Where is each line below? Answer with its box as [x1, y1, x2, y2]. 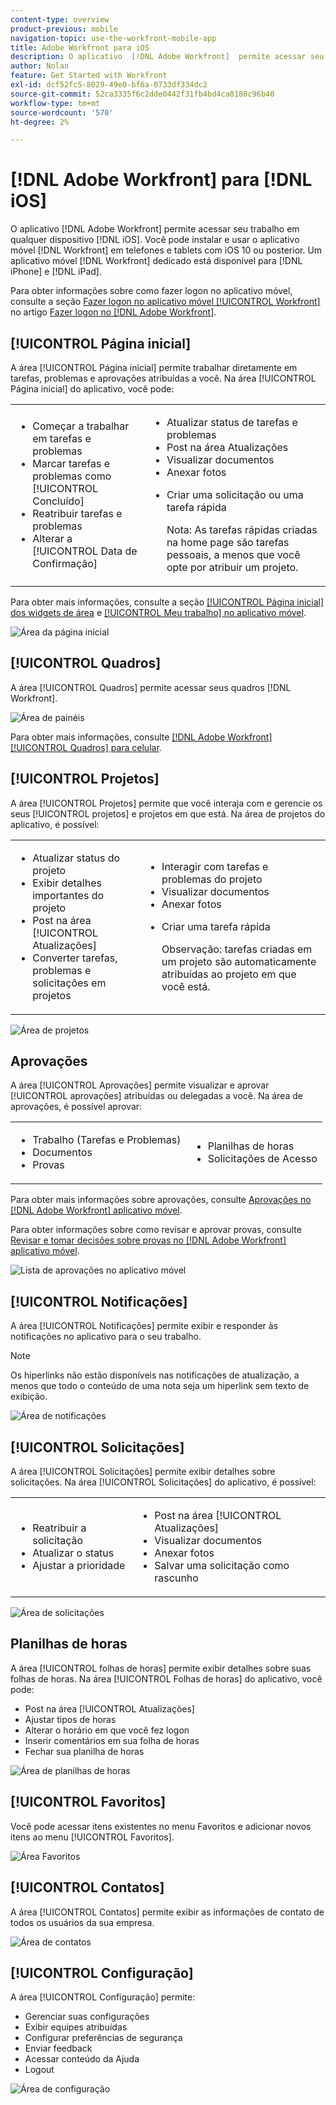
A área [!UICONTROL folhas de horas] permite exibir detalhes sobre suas [10, 1662, 312, 1674]
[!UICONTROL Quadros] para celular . [10, 741, 162, 753]
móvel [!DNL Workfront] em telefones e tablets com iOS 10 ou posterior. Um [10, 244, 323, 256]
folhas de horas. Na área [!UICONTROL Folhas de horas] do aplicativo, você [10, 1672, 323, 1685]
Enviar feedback [24, 2042, 93, 2055]
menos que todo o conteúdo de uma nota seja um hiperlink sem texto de [10, 1380, 310, 1392]
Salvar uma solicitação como [154, 1559, 290, 1573]
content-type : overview [10, 14, 110, 25]
